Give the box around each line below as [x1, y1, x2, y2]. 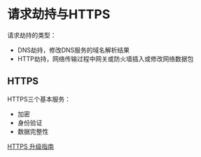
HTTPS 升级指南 [7, 142, 55, 151]
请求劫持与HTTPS [7, 6, 111, 22]
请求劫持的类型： [7, 31, 57, 39]
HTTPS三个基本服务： [7, 95, 71, 103]
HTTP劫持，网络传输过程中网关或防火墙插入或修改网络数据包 [17, 54, 194, 63]
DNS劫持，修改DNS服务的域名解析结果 [17, 46, 130, 54]
